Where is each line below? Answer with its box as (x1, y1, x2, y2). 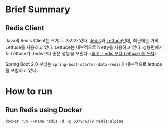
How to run (5, 85, 53, 97)
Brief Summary (5, 4, 70, 15)
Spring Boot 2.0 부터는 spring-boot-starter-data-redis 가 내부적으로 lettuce (5, 61, 162, 67)
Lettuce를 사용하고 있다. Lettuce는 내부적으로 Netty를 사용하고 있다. (5, 44, 142, 50)
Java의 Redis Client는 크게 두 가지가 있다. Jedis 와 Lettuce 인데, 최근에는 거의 (5, 38, 159, 44)
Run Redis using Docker (5, 105, 82, 114)
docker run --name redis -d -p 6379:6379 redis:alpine (5, 119, 124, 124)
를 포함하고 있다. (5, 67, 38, 73)
